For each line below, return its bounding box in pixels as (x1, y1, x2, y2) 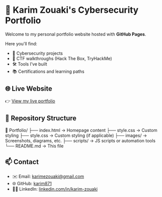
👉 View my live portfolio (5, 98, 55, 104)
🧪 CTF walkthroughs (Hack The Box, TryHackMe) (12, 55, 112, 61)
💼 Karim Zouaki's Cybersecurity (5, 4, 139, 16)
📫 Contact (5, 158, 39, 166)
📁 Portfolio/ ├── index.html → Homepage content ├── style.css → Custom (5, 127, 158, 133)
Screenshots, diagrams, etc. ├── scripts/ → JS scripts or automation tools (5, 137, 156, 143)
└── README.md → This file (5, 143, 64, 149)
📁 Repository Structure (5, 114, 77, 123)
